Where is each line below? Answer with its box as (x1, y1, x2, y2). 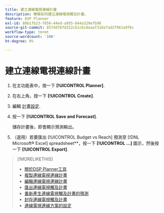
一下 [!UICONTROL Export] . (12, 146, 68, 152)
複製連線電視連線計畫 (24, 172, 67, 178)
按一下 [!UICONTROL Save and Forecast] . (12, 113, 98, 119)
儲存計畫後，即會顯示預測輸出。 (12, 124, 77, 129)
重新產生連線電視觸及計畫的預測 (24, 190, 89, 196)
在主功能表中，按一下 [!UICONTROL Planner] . (12, 82, 105, 88)
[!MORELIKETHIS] (17, 156, 53, 162)
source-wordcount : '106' (5, 35, 56, 39)
